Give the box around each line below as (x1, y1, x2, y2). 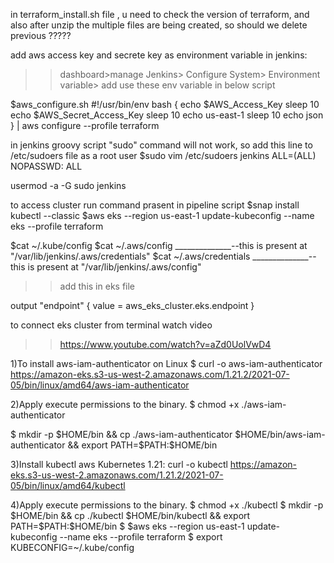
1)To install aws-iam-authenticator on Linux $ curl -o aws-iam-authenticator (10, 358, 323, 369)
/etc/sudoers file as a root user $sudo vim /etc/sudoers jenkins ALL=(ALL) (10, 150, 317, 161)
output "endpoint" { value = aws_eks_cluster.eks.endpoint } (10, 300, 255, 311)
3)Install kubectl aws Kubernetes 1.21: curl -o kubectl (10, 459, 228, 470)
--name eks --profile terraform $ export (59, 531, 223, 543)
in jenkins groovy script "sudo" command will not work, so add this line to (10, 139, 313, 151)
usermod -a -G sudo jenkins (10, 180, 127, 191)
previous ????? (10, 30, 72, 41)
